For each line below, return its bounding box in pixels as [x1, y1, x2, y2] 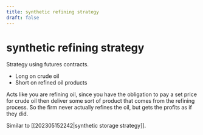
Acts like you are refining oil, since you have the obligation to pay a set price [6, 91, 198, 98]
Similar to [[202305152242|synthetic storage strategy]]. [6, 122, 146, 130]
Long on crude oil [15, 72, 60, 80]
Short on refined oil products [15, 79, 88, 86]
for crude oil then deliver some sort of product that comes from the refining [6, 97, 195, 105]
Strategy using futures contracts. [6, 61, 89, 68]
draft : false [6, 15, 40, 21]
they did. [6, 110, 29, 117]
